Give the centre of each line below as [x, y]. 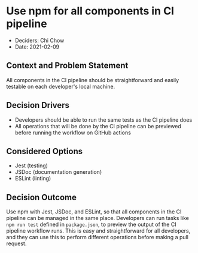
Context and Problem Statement [67, 66]
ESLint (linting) [33, 179]
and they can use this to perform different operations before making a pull [97, 237]
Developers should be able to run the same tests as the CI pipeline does [103, 120]
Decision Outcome [41, 197]
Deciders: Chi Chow [39, 40]
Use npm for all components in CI [90, 11]
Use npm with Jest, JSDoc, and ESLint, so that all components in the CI [94, 212]
